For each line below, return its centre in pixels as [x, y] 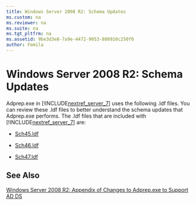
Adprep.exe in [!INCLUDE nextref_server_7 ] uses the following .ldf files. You [98, 103]
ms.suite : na [22, 28]
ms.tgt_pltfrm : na [29, 34]
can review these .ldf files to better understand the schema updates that [94, 109]
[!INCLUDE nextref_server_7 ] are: [46, 122]
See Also [23, 176]
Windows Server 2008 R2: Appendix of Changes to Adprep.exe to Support [97, 190]
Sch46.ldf [27, 145]
